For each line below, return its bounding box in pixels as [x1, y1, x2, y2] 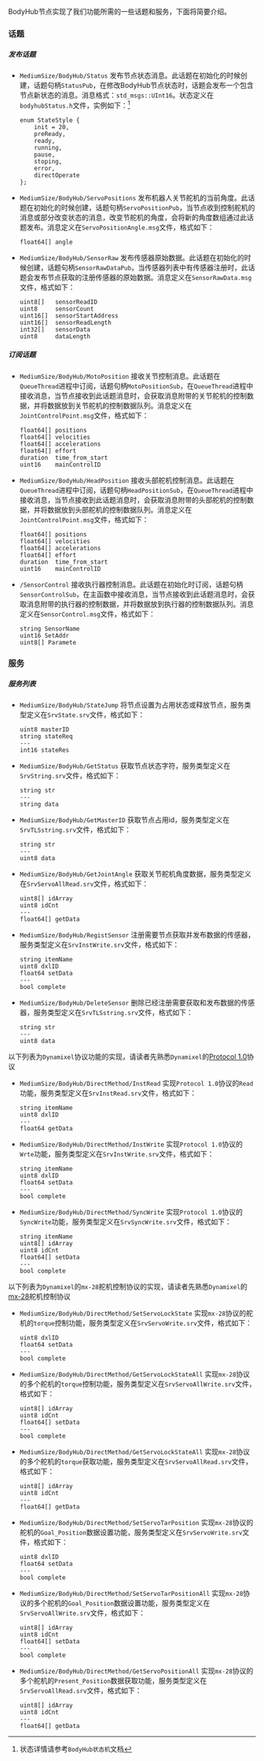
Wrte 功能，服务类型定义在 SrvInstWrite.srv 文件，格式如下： [19, 1149, 214, 1159]
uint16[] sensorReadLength [19, 318, 112, 326]
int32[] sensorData [19, 325, 90, 333]
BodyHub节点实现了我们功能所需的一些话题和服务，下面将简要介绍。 [8, 7, 232, 16]
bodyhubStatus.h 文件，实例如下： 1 [19, 99, 130, 110]
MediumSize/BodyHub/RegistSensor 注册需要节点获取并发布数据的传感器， [19, 930, 255, 939]
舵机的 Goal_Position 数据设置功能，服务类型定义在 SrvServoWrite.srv [19, 1528, 243, 1537]
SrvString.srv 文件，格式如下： [19, 771, 121, 781]
